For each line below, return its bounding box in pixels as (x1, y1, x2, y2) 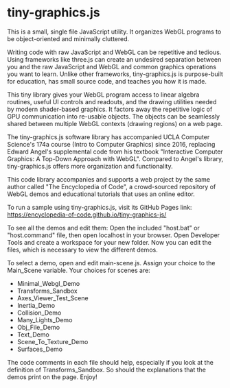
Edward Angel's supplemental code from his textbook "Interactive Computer (7, 147, 223, 156)
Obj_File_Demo (16, 323, 60, 331)
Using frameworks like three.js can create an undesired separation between (7, 55, 222, 63)
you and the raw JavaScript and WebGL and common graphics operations (7, 62, 217, 71)
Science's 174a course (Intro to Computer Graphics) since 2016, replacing (7, 140, 216, 148)
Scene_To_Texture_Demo (16, 337, 89, 345)
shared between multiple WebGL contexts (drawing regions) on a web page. (7, 119, 223, 128)
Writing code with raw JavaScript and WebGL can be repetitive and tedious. (7, 48, 222, 56)
